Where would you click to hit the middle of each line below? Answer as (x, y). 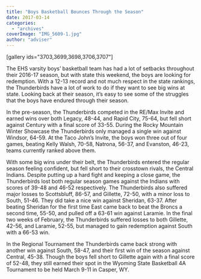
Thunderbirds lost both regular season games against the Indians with (93, 181)
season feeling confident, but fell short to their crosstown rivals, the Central (100, 168)
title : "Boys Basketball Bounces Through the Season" (75, 12)
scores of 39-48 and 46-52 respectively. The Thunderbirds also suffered (97, 188)
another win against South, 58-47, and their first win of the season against (98, 250)
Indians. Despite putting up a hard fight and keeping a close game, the (93, 175)
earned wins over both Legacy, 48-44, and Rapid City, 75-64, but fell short (99, 118)
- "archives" (28, 29)
